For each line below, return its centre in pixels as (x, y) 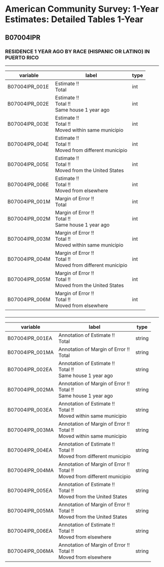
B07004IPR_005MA (31, 511)
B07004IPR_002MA (31, 389)
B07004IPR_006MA (31, 551)
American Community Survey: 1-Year (82, 9)
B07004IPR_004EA (30, 450)
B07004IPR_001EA (30, 338)
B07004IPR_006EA (30, 531)
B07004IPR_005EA (30, 490)
